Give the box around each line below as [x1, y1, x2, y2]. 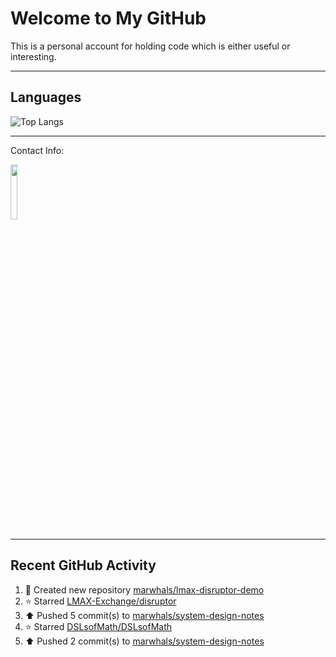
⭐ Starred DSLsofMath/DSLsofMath [24, 620, 173, 632]
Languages [10, 89, 82, 106]
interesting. [10, 50, 57, 62]
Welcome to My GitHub [10, 7, 207, 30]
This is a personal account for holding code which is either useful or [10, 40, 291, 52]
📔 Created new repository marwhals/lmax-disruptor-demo [24, 583, 265, 596]
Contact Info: [10, 144, 65, 156]
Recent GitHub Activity [10, 557, 157, 574]
